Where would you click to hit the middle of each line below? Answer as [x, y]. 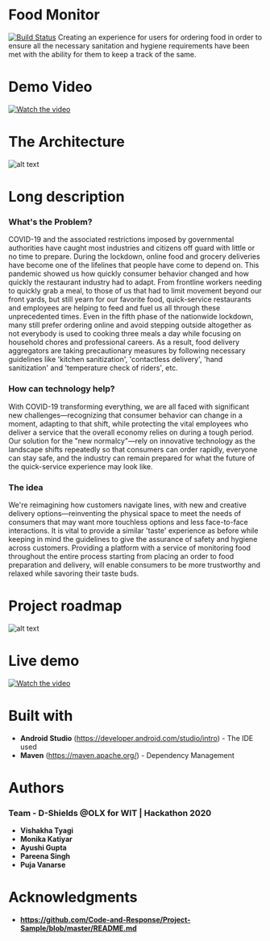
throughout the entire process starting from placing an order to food [121, 556]
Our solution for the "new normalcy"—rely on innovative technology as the [132, 440]
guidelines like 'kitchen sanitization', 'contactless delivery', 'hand [116, 360]
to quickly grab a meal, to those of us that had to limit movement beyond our [135, 291]
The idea [26, 487]
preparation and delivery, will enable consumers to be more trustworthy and [134, 564]
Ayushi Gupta [43, 847]
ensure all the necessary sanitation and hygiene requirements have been [129, 45]
